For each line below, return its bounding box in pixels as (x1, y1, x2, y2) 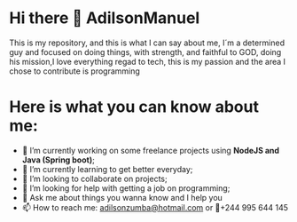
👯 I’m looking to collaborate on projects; (21, 173, 168, 184)
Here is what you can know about (9, 97, 260, 117)
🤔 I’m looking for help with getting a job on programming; (21, 182, 231, 194)
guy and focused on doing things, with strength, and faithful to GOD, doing (9, 46, 282, 57)
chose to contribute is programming (9, 66, 140, 76)
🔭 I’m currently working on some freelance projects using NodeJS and (21, 145, 280, 155)
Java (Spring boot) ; (21, 155, 95, 165)
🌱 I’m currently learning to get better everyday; (21, 163, 193, 174)
